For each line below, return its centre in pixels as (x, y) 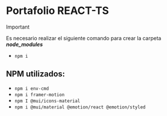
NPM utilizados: (36, 74)
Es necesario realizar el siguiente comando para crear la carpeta (84, 38)
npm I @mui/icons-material (47, 101)
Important (18, 27)
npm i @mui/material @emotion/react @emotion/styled (80, 107)
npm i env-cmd (32, 89)
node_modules (25, 44)
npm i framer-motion (39, 94)
